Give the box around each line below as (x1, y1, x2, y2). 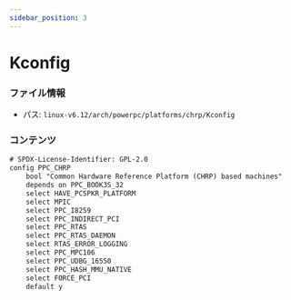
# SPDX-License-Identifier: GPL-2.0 (9, 155, 148, 165)
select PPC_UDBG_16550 (25, 256, 112, 265)
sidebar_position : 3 (9, 13, 88, 23)
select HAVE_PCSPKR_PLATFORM (25, 188, 136, 198)
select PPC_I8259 (25, 205, 92, 215)
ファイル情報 (9, 86, 66, 99)
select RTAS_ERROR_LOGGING (25, 240, 128, 249)
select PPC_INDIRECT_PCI (25, 215, 120, 224)
